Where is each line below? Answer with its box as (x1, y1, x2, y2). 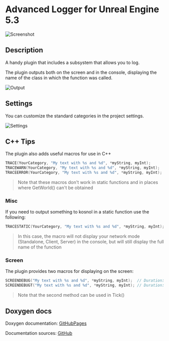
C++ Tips (5, 137, 36, 146)
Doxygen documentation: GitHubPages (5, 320, 87, 326)
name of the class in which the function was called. (5, 75, 113, 81)
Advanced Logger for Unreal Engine (5, 4, 159, 15)
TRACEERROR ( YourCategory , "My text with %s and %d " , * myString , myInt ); (5, 170, 162, 175)
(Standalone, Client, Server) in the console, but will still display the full (17, 239, 164, 245)
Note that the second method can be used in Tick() (17, 292, 125, 298)
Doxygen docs (5, 306, 52, 316)
